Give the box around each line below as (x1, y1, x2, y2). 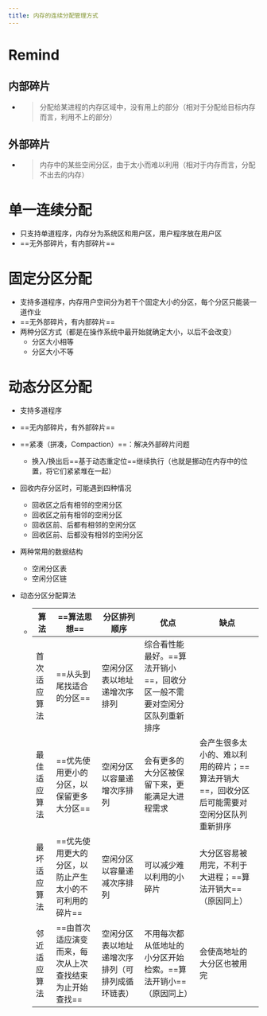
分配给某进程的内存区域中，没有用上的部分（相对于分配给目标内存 (39, 102, 256, 111)
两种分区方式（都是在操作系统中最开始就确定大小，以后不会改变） (19, 327, 236, 337)
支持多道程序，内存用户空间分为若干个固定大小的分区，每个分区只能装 (19, 298, 250, 307)
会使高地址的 (199, 946, 248, 957)
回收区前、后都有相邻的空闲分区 (31, 520, 137, 530)
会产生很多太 (199, 738, 248, 749)
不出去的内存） (39, 170, 89, 180)
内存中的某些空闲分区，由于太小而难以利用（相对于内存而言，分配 (39, 160, 256, 169)
